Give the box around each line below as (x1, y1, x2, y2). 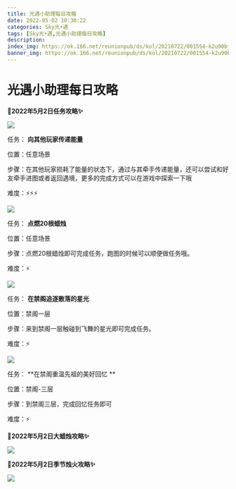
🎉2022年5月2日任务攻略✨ (7, 106, 84, 115)
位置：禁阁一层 (7, 309, 51, 318)
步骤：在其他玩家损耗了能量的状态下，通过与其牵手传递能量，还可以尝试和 (7, 165, 223, 173)
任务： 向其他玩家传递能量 (7, 135, 83, 143)
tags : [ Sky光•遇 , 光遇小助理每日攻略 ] (7, 30, 106, 37)
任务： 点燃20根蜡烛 (7, 219, 67, 228)
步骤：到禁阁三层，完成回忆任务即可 (7, 400, 112, 408)
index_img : (7, 43, 39, 50)
